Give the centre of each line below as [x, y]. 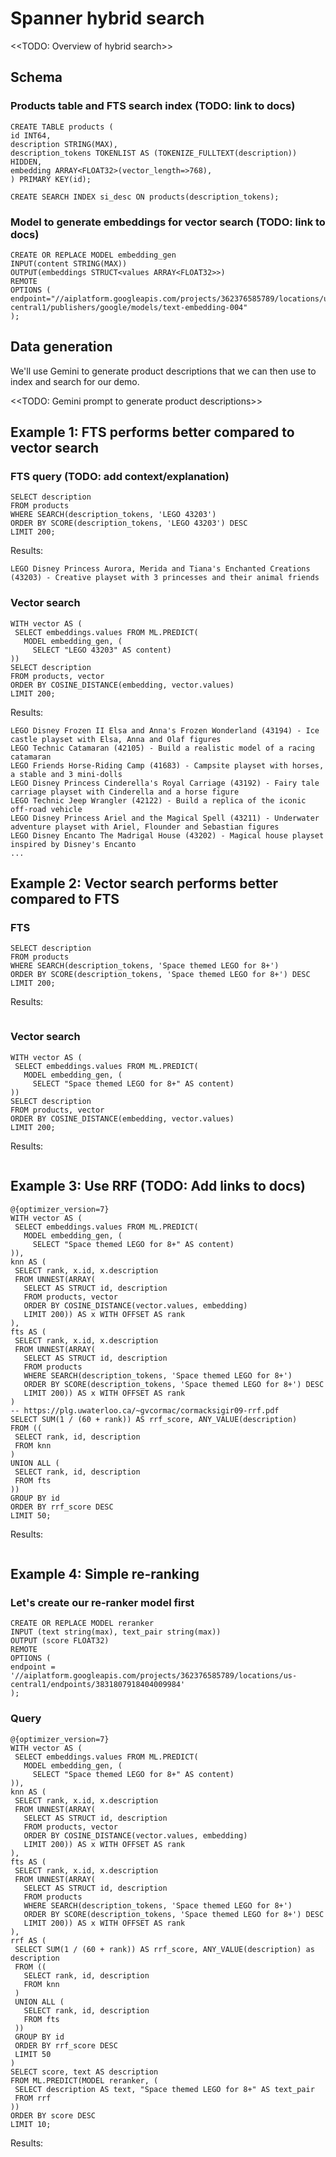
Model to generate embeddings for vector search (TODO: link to [168, 222]
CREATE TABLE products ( [62, 127]
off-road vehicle [46, 809]
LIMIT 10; [31, 2124]
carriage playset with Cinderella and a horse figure [125, 792]
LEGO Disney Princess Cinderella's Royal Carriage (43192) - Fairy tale [165, 783]
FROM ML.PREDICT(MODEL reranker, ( [84, 2080]
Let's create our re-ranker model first [102, 1602]
